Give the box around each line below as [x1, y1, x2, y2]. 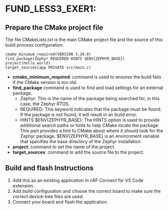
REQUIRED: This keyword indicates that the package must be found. [20, 106, 162, 112]
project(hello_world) [5, 61, 51, 66]
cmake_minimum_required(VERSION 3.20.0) [5, 52, 92, 57]
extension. [12, 183, 34, 189]
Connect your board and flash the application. [12, 198, 108, 205]
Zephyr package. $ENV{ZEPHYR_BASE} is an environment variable [20, 133, 160, 139]
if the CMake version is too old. [12, 79, 78, 85]
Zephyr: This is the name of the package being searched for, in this [20, 96, 160, 101]
